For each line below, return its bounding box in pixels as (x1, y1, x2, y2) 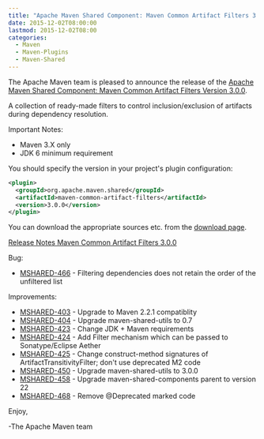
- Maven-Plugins (15, 48, 69, 56)
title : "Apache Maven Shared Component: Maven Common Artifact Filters (8, 11, 249, 20)
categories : (8, 33, 47, 42)
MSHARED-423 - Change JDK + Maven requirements (19, 325, 194, 334)
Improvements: (8, 292, 58, 302)
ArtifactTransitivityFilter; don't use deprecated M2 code (19, 358, 202, 367)
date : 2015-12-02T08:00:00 (8, 19, 97, 27)
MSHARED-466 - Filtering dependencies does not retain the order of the (19, 268, 257, 278)
